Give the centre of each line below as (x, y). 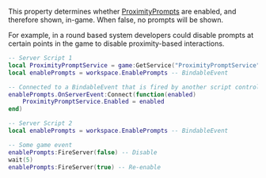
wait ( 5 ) (21, 160)
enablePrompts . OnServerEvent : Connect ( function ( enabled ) (102, 94)
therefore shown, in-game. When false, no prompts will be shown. (116, 20)
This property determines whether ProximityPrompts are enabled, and (122, 11)
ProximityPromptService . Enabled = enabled (93, 102)
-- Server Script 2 (40, 123)
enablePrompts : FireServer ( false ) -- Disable (83, 152)
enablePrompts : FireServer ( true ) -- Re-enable (84, 167)
